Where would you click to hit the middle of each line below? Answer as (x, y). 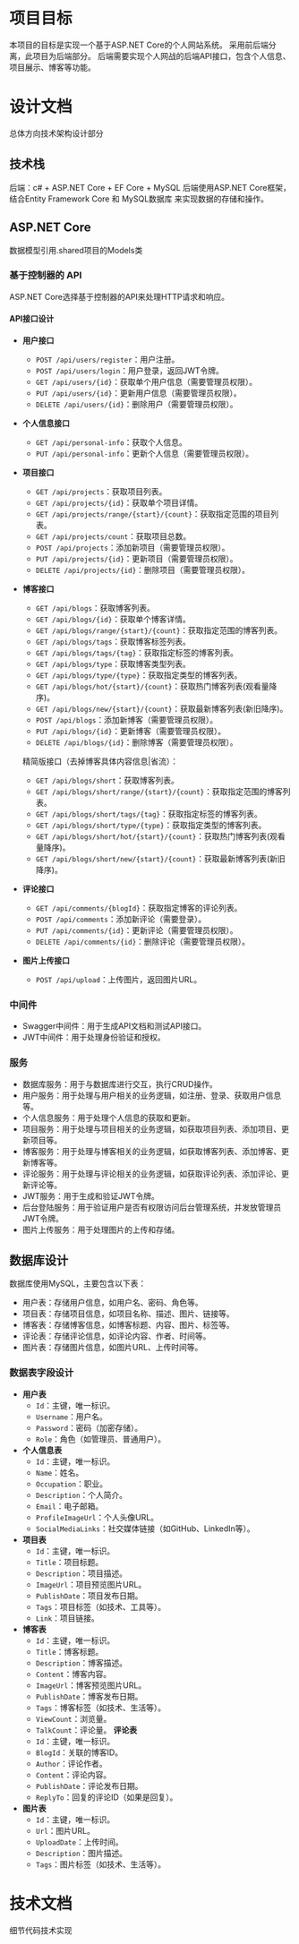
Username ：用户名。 (71, 1417)
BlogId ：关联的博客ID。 (79, 1752)
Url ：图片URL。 (65, 1830)
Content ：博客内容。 (73, 1674)
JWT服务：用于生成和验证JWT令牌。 (90, 1195)
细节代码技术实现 (41, 1930)
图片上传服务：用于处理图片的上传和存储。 (101, 1229)
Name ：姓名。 (60, 1472)
